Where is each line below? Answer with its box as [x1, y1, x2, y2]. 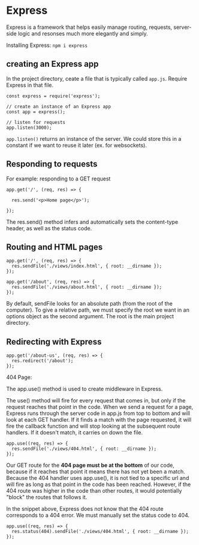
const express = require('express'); [6, 93, 101, 99]
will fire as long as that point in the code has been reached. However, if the [6, 481, 191, 488]
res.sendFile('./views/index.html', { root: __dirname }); [11, 263, 162, 269]
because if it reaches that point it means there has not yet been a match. [6, 468, 186, 475]
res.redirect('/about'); [11, 358, 74, 364]
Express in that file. [6, 81, 54, 88]
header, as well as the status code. [6, 224, 92, 232]
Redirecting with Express [6, 336, 102, 346]
